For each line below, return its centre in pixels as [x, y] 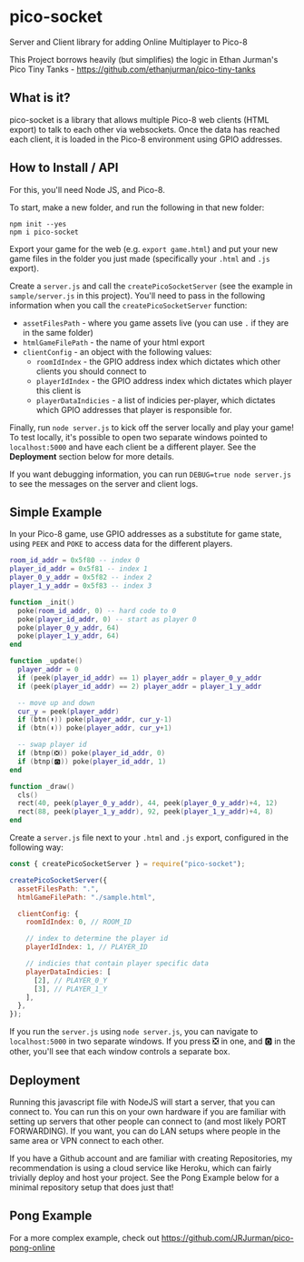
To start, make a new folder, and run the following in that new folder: [137, 207]
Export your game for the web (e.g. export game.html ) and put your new [144, 248]
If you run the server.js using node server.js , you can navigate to [134, 1032]
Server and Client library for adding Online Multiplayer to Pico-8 [128, 42]
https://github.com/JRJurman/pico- [227, 1237]
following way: [36, 847]
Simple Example [56, 512]
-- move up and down [56, 702]
